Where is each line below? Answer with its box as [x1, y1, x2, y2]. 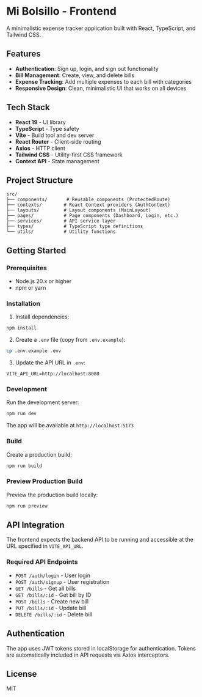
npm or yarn [15, 284, 46, 292]
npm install [6, 325, 37, 331]
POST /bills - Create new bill [15, 597, 89, 605]
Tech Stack [6, 102, 50, 112]
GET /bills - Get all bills [15, 585, 76, 592]
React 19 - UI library [15, 118, 66, 126]
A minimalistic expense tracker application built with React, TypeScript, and [6, 24, 196, 32]
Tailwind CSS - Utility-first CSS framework [15, 151, 123, 158]
